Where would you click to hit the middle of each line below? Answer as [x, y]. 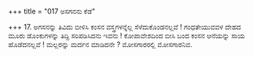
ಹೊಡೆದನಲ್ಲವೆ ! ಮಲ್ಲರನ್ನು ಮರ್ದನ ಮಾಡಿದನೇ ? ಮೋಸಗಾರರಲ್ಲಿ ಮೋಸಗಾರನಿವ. [100, 45]
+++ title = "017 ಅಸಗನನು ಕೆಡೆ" [52, 11]
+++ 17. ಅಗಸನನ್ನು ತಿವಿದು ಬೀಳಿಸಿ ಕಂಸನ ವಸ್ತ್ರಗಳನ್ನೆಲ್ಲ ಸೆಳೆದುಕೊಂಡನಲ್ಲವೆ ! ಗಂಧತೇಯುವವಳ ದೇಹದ [125, 27]
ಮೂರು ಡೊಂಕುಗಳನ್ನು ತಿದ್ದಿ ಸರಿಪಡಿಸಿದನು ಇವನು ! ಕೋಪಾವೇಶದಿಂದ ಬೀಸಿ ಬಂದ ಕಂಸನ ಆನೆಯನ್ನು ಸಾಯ [126, 36]
